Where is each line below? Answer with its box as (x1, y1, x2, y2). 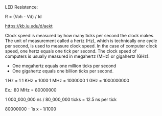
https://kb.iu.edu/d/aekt (5, 23, 53, 29)
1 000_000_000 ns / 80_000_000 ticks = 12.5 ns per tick (5, 96, 117, 102)
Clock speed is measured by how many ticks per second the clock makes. (5, 33, 155, 38)
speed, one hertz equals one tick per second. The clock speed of (5, 48, 137, 54)
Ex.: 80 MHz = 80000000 (5, 87, 57, 93)
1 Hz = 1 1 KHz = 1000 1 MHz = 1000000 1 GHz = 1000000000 (5, 78, 130, 83)
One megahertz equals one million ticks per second (12, 63, 116, 69)
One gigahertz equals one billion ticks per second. (12, 68, 114, 74)
